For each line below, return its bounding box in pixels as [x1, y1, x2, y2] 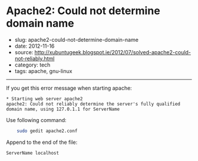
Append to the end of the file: [6, 139, 78, 146]
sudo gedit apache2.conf [16, 128, 78, 134]
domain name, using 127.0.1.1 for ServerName [6, 106, 120, 112]
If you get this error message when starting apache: [6, 84, 133, 91]
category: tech [14, 61, 51, 68]
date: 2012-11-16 [14, 42, 55, 50]
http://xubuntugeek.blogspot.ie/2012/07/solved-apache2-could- [34, 48, 192, 55]
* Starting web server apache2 [6, 96, 83, 101]
